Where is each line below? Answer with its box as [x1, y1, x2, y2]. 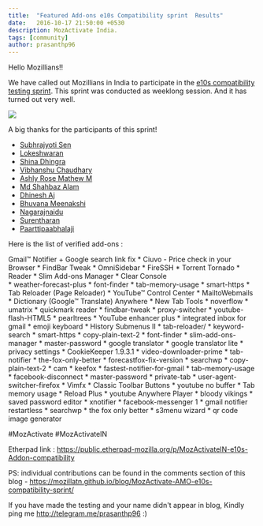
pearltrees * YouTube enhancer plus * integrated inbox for [57, 314, 246, 323]
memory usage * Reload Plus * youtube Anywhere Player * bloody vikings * [8, 389, 254, 399]
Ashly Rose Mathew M [19, 174, 93, 183]
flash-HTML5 [8, 314, 51, 323]
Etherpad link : [8, 445, 55, 454]
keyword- [213, 321, 245, 332]
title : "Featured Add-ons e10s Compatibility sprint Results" [8, 11, 224, 20]
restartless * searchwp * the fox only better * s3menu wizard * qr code [8, 406, 239, 415]
